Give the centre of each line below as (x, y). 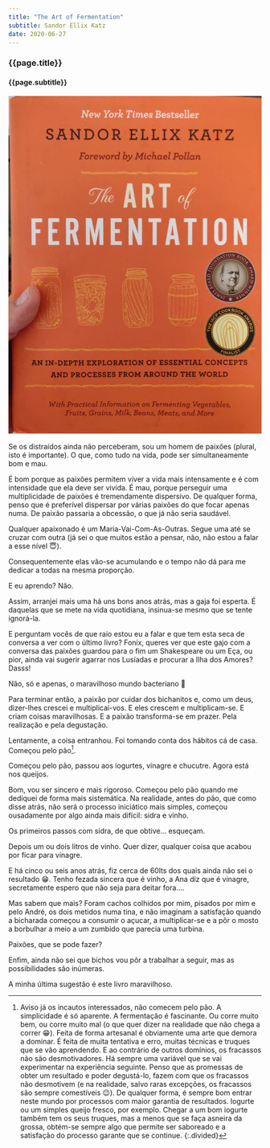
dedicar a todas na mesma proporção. (72, 570)
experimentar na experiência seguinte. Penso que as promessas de (131, 1067)
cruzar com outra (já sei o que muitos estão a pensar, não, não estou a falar (133, 537)
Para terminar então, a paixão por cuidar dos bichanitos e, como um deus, (131, 699)
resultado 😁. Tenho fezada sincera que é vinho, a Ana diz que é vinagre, (129, 879)
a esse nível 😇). (35, 546)
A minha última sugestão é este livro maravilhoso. (90, 984)
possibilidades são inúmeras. (56, 969)
